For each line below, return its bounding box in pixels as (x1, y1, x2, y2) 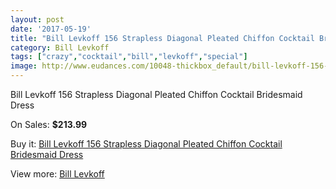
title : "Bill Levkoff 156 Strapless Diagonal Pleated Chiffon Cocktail (10, 33, 315, 43)
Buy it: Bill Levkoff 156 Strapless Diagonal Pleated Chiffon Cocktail (10, 138, 283, 150)
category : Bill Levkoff (10, 42, 110, 53)
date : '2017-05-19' (10, 24, 92, 34)
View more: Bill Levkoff (10, 168, 105, 180)
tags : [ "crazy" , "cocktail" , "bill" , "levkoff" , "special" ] (10, 52, 248, 62)
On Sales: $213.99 (10, 119, 88, 130)
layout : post (10, 14, 65, 25)
